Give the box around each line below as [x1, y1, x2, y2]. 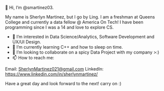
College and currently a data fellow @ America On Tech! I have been [5, 19, 143, 25]
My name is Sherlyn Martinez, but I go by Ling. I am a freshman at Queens [5, 14, 155, 19]
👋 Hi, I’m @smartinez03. [5, 5, 54, 10]
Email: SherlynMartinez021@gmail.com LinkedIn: [5, 66, 104, 72]
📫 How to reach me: [12, 55, 55, 60]
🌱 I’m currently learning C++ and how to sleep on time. [12, 44, 123, 50]
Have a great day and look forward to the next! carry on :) [5, 81, 122, 86]
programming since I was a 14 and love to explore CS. [5, 24, 114, 30]
